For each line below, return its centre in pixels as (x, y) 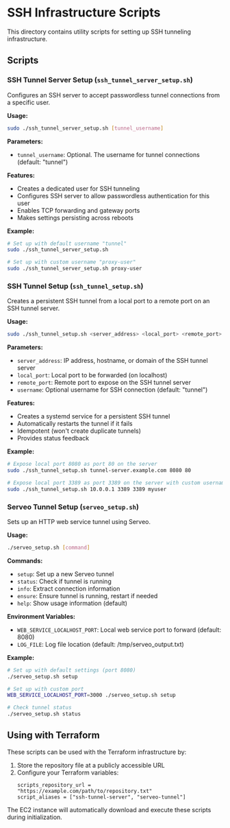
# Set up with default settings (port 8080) (72, 670)
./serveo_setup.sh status (44, 714)
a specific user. (29, 102)
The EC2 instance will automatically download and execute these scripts (109, 809)
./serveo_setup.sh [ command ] (49, 547)
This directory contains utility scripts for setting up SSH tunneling (99, 32)
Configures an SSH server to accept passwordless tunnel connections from (114, 95)
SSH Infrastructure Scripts (84, 13)
